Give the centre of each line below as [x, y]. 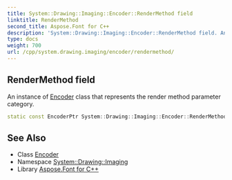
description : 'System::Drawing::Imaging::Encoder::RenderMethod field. [112, 33]
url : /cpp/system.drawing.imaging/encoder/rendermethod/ [91, 52]
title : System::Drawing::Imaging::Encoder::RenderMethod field [100, 13]
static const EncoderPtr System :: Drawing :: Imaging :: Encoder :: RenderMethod [117, 117]
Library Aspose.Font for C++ [58, 169]
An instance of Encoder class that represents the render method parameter [114, 97]
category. [21, 103]
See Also [27, 138]
